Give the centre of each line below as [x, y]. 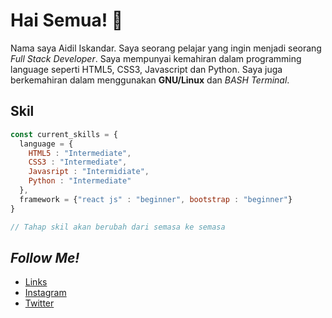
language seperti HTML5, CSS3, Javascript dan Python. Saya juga [146, 69]
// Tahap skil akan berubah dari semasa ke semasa [118, 227]
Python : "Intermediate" [80, 181]
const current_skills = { [64, 134]
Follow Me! [45, 257]
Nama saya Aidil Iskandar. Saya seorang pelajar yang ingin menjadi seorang [166, 48]
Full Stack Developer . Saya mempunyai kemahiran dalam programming [156, 58]
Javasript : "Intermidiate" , [89, 172]
